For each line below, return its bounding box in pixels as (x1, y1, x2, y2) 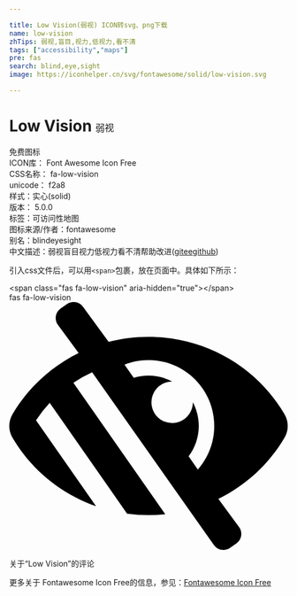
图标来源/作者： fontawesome (9, 223, 117, 235)
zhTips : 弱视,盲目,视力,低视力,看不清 (9, 37, 136, 46)
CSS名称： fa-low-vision (9, 168, 99, 179)
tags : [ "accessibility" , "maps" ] (9, 45, 128, 54)
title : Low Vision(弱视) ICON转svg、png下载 (9, 20, 168, 29)
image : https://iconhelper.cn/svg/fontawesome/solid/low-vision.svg (9, 70, 267, 80)
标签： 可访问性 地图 (9, 213, 80, 223)
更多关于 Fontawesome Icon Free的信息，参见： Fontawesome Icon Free (9, 577, 271, 587)
